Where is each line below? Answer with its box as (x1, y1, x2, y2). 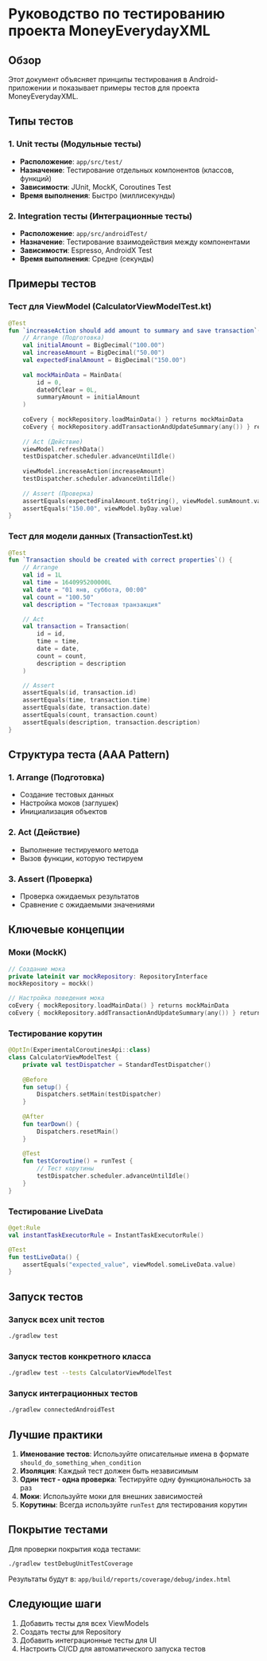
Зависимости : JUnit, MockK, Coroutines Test (19, 182, 172, 191)
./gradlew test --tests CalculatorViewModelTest (8, 1369, 172, 1377)
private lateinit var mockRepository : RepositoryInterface (8, 972, 208, 981)
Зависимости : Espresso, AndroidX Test (19, 245, 153, 255)
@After (22, 1113, 44, 1121)
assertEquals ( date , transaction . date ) (22, 703, 151, 712)
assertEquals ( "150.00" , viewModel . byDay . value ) (22, 504, 183, 513)
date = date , (37, 645, 80, 653)
